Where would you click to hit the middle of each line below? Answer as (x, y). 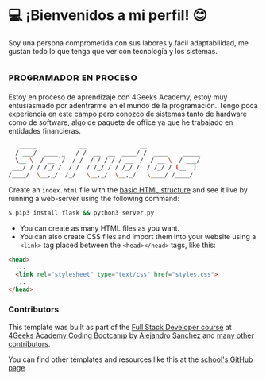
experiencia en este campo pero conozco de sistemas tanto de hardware (128, 114)
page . (18, 367)
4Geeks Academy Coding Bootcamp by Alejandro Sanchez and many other (131, 335)
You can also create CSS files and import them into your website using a (138, 237)
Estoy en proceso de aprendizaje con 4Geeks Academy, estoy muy (118, 97)
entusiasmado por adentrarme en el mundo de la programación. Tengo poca (133, 105)
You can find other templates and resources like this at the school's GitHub (131, 359)
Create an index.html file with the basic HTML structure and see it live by (128, 190)
